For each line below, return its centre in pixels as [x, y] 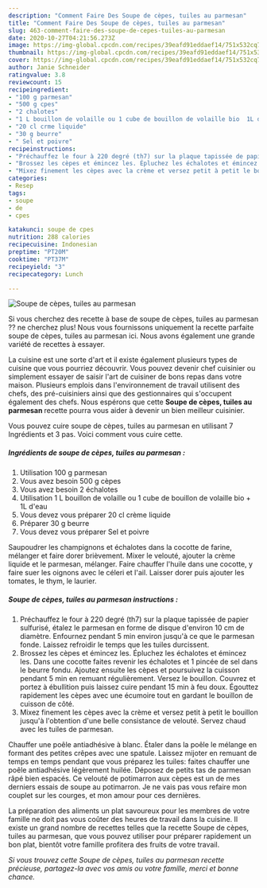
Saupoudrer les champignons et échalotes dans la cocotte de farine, [120, 547]
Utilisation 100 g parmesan [63, 473]
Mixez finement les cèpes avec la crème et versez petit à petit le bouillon [139, 712]
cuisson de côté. [47, 704]
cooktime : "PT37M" [39, 259]
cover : [19, 60]
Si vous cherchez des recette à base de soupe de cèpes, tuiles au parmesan [133, 319]
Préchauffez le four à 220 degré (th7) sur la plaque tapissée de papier [134, 619]
